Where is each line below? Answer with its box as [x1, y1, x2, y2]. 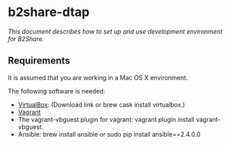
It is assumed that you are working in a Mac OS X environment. [8, 73, 188, 82]
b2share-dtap [8, 4, 90, 20]
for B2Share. [8, 34, 44, 43]
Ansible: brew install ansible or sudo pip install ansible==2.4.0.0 [17, 130, 201, 138]
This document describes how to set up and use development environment [8, 27, 223, 36]
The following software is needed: [8, 86, 106, 95]
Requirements [8, 55, 70, 67]
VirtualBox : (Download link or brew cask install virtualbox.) [17, 100, 186, 109]
